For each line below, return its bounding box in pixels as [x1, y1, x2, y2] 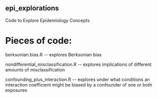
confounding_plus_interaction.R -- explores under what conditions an [5, 76, 150, 82]
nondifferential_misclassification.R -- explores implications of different [5, 61, 152, 67]
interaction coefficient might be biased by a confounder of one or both [5, 81, 152, 87]
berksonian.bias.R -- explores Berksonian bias [5, 51, 102, 57]
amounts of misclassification [5, 66, 65, 72]
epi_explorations [5, 4, 59, 13]
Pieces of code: [5, 35, 72, 46]
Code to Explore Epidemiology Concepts [5, 17, 90, 23]
